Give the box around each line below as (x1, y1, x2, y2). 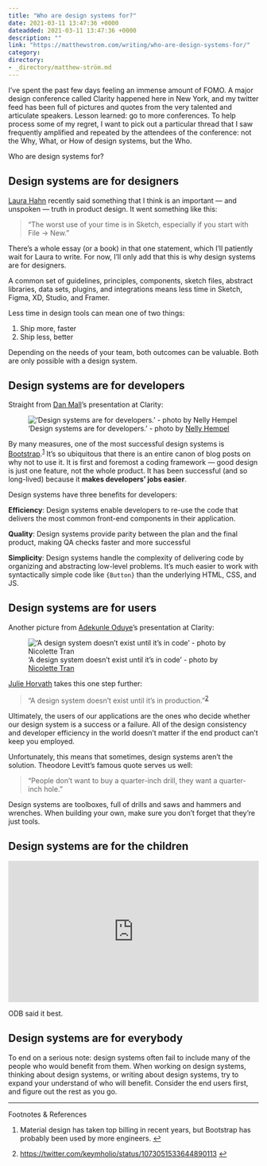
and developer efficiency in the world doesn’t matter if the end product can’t (8, 727, 258, 737)
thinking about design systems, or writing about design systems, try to (8, 1070, 239, 1079)
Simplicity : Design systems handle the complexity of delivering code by (8, 553, 244, 563)
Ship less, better (19, 332, 74, 341)
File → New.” (27, 228, 70, 237)
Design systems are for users (8, 602, 157, 615)
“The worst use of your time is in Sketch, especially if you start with (27, 220, 249, 229)
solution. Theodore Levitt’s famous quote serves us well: (8, 760, 193, 770)
